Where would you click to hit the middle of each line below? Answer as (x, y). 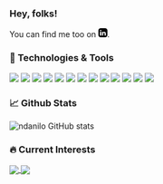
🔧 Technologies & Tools (62, 58)
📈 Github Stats (43, 102)
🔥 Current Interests (53, 150)
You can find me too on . (60, 34)
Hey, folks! (34, 14)
